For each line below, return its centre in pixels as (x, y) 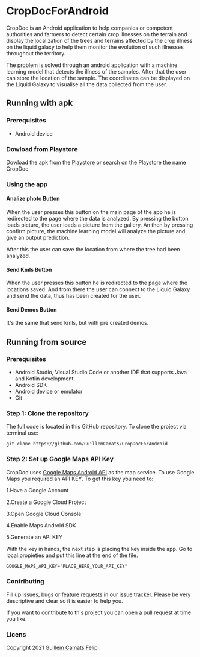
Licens (16, 634)
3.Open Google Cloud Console (44, 514)
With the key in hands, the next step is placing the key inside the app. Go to (99, 549)
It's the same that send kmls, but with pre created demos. (77, 323)
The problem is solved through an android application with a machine (92, 65)
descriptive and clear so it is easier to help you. (65, 601)
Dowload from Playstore (42, 149)
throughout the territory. (36, 53)
